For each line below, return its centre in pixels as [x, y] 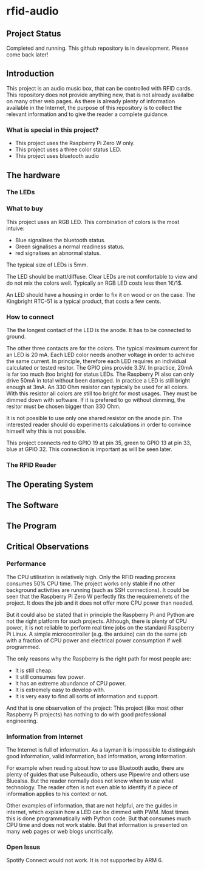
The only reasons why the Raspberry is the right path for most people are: [99, 658]
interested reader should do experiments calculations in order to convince [99, 425]
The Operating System [50, 485]
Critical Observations [48, 547]
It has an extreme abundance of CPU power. [70, 683]
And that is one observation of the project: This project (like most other [95, 708]
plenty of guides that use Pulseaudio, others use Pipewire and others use [98, 775]
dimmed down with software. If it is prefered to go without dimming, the [96, 400]
